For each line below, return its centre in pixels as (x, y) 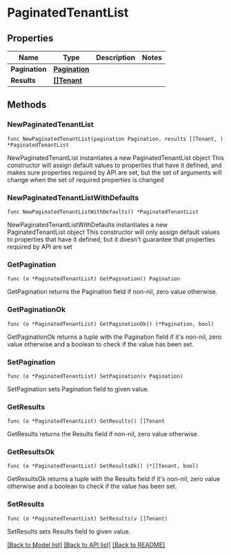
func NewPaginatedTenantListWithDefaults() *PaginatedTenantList (103, 212)
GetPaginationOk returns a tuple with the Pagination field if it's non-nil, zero (114, 337)
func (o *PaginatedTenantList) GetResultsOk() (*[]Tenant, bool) (103, 466)
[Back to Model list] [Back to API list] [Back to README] (86, 545)
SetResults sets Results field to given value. (69, 531)
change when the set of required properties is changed (86, 179)
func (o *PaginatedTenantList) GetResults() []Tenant (86, 421)
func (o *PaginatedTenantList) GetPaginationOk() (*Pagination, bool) (111, 324)
